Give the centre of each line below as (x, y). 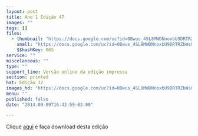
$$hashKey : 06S (35, 50)
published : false (27, 99)
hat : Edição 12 (25, 83)
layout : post (22, 11)
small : (25, 45)
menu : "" (17, 94)
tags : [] (17, 28)
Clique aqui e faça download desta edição (57, 127)
